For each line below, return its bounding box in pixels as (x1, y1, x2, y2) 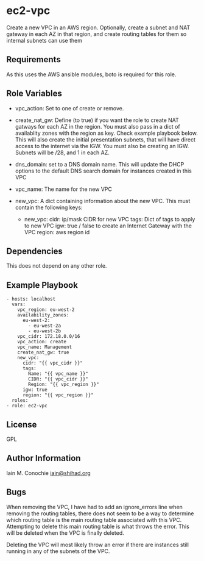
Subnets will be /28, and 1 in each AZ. (15, 149, 110, 156)
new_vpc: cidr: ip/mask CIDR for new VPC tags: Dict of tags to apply (24, 215, 195, 223)
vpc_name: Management (17, 344, 72, 351)
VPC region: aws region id (24, 228, 90, 235)
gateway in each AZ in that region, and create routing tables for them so (6, 30, 187, 37)
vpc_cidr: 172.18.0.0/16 (17, 334, 80, 340)
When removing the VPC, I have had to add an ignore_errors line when (6, 503, 183, 510)
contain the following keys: (15, 204, 83, 211)
